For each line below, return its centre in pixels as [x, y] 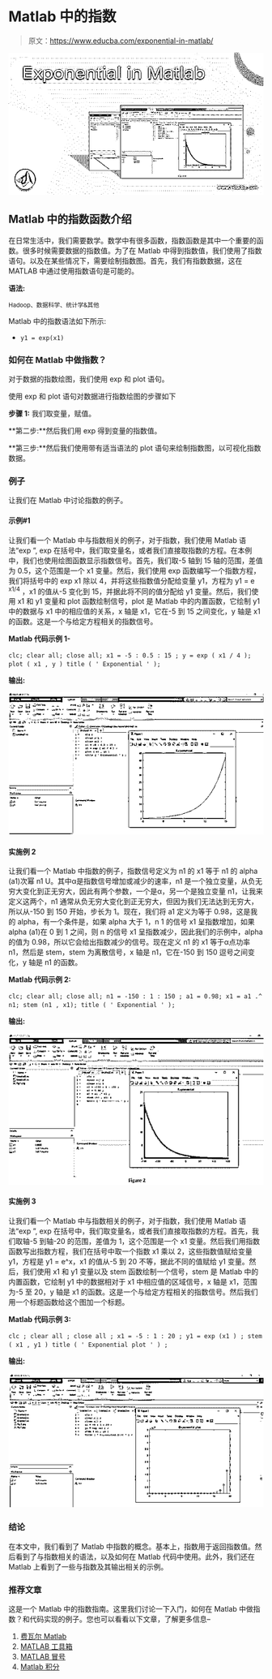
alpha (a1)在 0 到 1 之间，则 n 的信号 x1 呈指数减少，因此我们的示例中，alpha [136, 932]
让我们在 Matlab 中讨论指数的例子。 [68, 501]
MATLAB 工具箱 [46, 1647]
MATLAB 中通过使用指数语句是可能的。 [74, 271]
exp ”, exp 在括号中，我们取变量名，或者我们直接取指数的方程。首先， [136, 1231]
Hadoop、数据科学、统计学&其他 [54, 305]
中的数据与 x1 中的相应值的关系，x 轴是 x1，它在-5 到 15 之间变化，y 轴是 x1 [134, 611]
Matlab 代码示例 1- [40, 639]
